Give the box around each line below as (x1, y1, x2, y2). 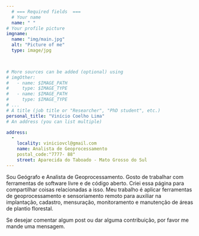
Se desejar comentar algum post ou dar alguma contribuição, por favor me (6, 216, 189, 224)
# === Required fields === (11, 8, 81, 15)
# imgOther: (6, 74, 36, 80)
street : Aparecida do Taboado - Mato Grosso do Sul (17, 157, 147, 163)
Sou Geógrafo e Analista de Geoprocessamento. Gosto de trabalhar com (6, 173, 184, 180)
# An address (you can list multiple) (6, 118, 102, 125)
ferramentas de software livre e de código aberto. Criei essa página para (6, 180, 184, 187)
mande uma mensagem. (6, 222, 65, 229)
